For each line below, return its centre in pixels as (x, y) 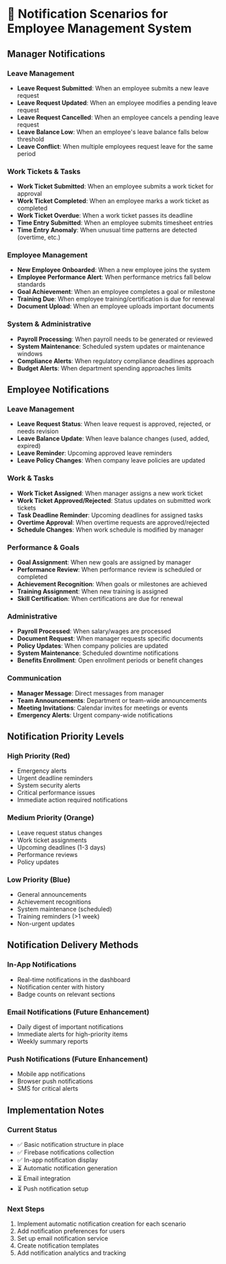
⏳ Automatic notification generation (67, 1168)
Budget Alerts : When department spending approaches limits (104, 368)
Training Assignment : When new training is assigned (92, 591)
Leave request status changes (60, 832)
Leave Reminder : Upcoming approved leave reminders (95, 453)
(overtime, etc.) (39, 237)
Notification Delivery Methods (73, 945)
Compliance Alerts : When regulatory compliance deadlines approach (115, 361)
